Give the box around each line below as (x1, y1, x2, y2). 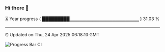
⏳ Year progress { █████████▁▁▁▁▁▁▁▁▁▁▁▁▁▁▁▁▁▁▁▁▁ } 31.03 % (5, 16, 160, 22)
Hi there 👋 (5, 4, 29, 11)
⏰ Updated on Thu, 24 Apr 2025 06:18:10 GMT (5, 32, 100, 38)
